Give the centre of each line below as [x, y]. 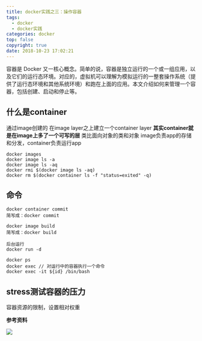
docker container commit [37, 209]
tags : [13, 17]
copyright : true [26, 46]
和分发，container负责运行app [44, 143]
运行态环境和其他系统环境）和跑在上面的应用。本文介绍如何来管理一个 [103, 84]
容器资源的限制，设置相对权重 [43, 307]
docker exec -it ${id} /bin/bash [48, 272]
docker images [24, 154]
